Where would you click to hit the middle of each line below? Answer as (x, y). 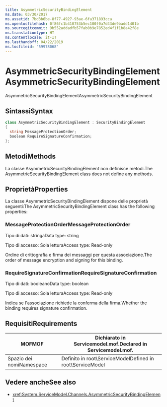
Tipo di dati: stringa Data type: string (42, 235)
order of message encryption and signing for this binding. (64, 260)
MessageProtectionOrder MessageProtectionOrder (68, 225)
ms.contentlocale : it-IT (31, 38)
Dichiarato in (110, 338)
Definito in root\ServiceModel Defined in (108, 358)
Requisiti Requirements (41, 324)
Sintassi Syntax (29, 111)
